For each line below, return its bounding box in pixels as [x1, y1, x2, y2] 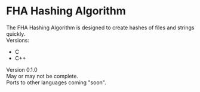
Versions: [6, 36, 30, 44]
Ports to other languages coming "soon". [6, 79, 106, 86]
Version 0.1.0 [6, 66, 38, 73]
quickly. [6, 30, 26, 37]
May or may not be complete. [6, 72, 79, 79]
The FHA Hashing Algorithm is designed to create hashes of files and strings [6, 24, 195, 31]
